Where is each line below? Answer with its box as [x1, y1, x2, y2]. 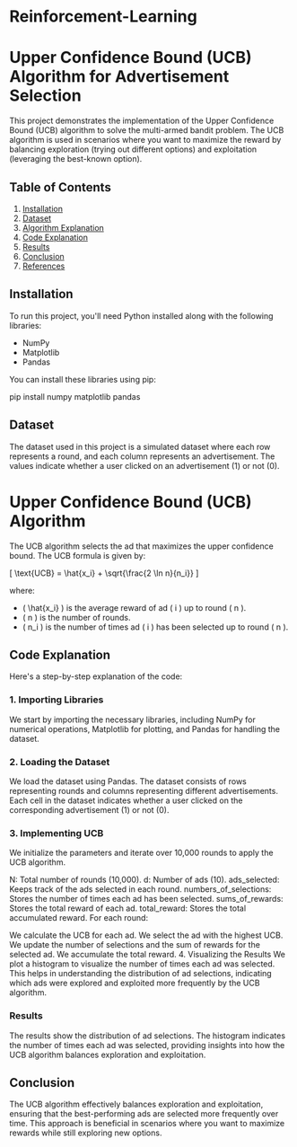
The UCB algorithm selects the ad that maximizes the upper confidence [9, 541, 274, 551]
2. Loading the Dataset [9, 755, 110, 768]
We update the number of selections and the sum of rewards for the [9, 940, 260, 950]
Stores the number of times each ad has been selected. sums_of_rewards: [9, 894, 284, 904]
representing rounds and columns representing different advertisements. [9, 785, 278, 796]
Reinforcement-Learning [9, 6, 197, 27]
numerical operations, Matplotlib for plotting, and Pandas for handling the [9, 723, 281, 734]
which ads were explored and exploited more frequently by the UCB [9, 977, 260, 989]
